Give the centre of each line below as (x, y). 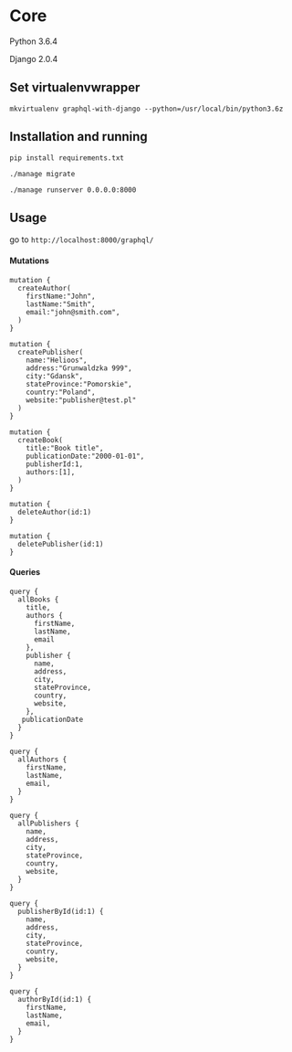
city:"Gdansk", (55, 376)
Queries (25, 572)
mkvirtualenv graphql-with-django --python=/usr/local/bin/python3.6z (146, 109)
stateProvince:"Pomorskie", (79, 384)
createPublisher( (51, 352)
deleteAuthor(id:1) (55, 512)
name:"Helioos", (57, 360)
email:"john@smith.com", (73, 312)
